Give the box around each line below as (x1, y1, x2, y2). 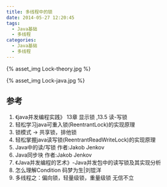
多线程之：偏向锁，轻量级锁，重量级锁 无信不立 (15, 174, 134, 181)
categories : (6, 37, 36, 43)
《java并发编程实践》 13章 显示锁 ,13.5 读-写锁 (15, 113, 128, 120)
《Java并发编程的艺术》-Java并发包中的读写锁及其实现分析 (15, 158, 162, 166)
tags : (6, 20, 20, 26)
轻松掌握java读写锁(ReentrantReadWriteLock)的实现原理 (15, 136, 156, 143)
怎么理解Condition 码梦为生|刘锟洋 (15, 166, 101, 174)
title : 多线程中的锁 (6, 8, 53, 15)
